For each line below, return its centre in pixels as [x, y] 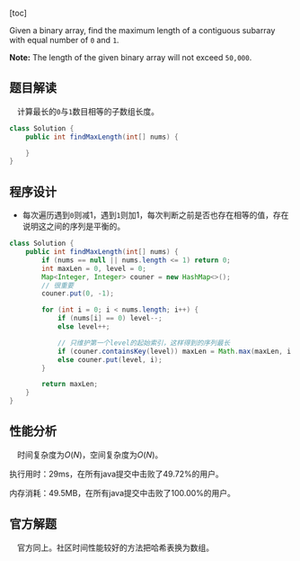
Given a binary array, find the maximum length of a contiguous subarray [142, 30]
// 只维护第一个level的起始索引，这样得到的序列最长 [144, 343]
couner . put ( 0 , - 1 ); [78, 294]
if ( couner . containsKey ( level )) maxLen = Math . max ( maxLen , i [174, 351]
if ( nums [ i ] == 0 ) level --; [110, 319]
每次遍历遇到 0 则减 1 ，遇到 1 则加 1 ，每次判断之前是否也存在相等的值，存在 [155, 215]
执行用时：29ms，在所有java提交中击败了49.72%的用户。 [116, 474]
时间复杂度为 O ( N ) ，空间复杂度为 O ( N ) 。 [90, 455]
